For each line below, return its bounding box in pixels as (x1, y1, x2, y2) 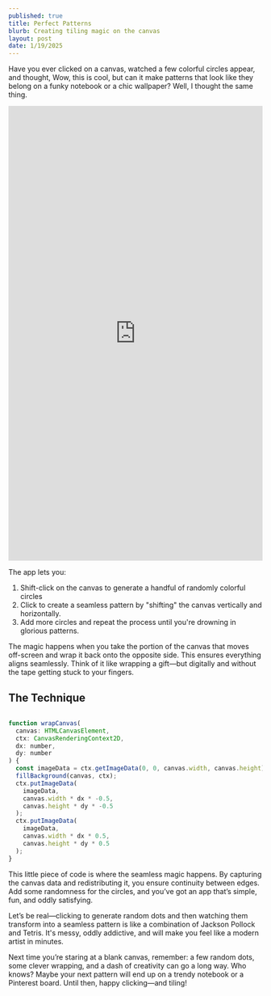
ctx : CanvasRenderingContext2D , (15, 734, 125, 742)
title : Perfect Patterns (8, 19, 92, 27)
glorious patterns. (19, 626, 79, 635)
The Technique (8, 690, 86, 704)
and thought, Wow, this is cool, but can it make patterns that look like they (8, 73, 254, 82)
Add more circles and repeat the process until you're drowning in (19, 618, 236, 627)
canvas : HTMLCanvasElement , (15, 727, 110, 735)
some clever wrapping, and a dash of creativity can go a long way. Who (8, 960, 247, 970)
